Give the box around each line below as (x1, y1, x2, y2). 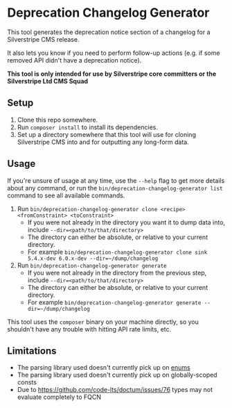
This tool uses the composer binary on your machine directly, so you (7, 318, 199, 326)
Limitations (7, 345, 57, 357)
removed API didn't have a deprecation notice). (7, 56, 142, 64)
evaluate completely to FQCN (17, 393, 102, 401)
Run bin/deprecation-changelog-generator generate (17, 261, 168, 269)
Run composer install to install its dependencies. (17, 123, 158, 131)
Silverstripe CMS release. (7, 35, 80, 43)
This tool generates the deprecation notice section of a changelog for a (7, 28, 211, 36)
